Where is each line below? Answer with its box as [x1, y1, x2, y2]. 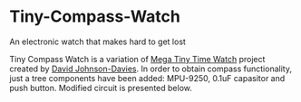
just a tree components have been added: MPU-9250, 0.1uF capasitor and [9, 72, 286, 83]
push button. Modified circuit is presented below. [9, 82, 192, 93]
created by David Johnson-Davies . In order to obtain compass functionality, [9, 63, 293, 74]
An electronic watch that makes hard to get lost [9, 36, 186, 47]
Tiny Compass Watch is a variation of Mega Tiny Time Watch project [9, 53, 266, 64]
